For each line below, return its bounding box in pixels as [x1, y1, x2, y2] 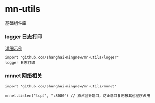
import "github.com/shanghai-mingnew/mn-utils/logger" [5, 55, 119, 60]
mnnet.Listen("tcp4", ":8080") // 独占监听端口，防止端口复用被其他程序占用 [5, 93, 151, 98]
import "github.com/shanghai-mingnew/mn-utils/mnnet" [5, 84, 117, 88]
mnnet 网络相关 [5, 72, 43, 79]
